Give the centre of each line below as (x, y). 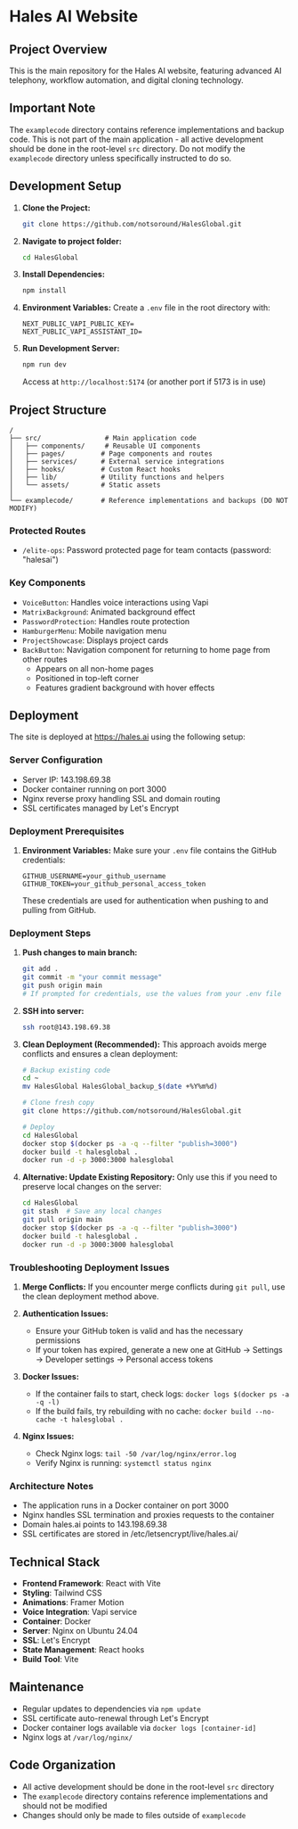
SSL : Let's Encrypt (56, 1640)
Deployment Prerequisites (67, 831)
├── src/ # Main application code (103, 438)
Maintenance (47, 1687)
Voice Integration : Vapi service (80, 1612)
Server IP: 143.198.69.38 (66, 779)
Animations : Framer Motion (73, 1602)
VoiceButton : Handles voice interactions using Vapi (115, 602)
